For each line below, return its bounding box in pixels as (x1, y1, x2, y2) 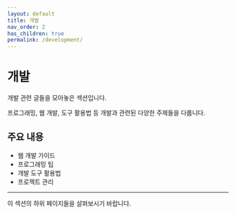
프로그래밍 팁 (17, 160, 54, 168)
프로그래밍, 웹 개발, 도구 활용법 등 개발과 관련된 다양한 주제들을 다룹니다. (7, 108, 206, 117)
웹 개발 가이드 (17, 151, 55, 159)
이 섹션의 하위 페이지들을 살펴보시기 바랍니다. (7, 199, 131, 208)
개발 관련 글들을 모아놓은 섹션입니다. (7, 94, 107, 102)
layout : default (7, 10, 55, 18)
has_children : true (7, 30, 65, 37)
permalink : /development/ (7, 37, 83, 44)
